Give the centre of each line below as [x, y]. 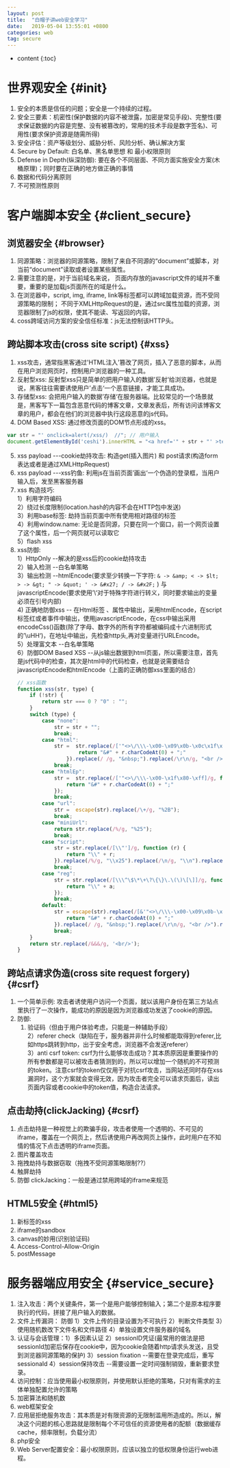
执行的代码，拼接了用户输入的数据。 [68, 1312]
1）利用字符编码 [39, 498]
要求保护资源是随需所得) [66, 134]
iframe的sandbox [41, 1230]
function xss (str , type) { [55, 689]
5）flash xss [35, 541]
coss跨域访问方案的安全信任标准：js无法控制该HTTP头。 [97, 321]
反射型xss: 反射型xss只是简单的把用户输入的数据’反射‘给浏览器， [108, 379]
